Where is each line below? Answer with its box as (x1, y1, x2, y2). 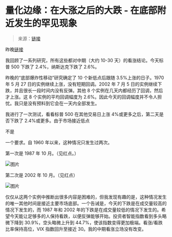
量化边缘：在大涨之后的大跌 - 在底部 (5, 5, 158, 16)
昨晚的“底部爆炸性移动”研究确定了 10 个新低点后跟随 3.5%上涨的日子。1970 (5, 74, 164, 81)
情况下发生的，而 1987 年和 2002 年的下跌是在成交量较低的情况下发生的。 (5, 206, 162, 213)
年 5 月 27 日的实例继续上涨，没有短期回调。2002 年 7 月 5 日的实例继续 (5, 81, 158, 87)
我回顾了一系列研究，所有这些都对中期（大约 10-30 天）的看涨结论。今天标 (5, 57, 164, 63)
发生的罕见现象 (14, 17, 78, 29)
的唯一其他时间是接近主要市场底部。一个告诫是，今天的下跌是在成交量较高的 (5, 200, 167, 206)
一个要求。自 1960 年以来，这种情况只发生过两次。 (5, 139, 113, 145)
